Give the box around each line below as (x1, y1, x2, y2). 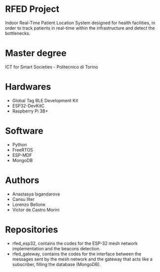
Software (5, 125, 43, 136)
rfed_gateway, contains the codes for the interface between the (12, 251, 142, 257)
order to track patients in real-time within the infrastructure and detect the (5, 25, 155, 31)
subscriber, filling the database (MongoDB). (12, 261, 101, 267)
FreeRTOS (12, 147, 33, 153)
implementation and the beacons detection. (12, 245, 101, 251)
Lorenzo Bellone (12, 201, 46, 207)
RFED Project (5, 3, 60, 15)
